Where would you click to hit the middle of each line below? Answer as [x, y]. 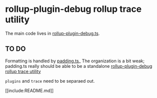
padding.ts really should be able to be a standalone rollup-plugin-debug [79, 66]
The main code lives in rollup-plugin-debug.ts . [53, 33]
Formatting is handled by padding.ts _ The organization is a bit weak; [75, 61]
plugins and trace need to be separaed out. [50, 81]
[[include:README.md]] [29, 91]
